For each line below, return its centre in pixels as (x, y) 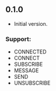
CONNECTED (30, 52)
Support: (18, 39)
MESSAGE (26, 70)
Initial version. (31, 23)
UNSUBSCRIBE (32, 83)
